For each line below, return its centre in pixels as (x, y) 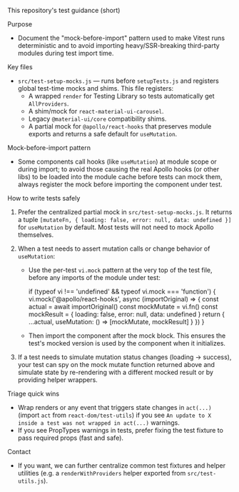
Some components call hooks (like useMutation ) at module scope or (117, 161)
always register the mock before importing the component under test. (120, 184)
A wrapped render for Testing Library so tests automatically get (121, 96)
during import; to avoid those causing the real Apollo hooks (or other (118, 169)
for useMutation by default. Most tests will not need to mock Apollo (116, 227)
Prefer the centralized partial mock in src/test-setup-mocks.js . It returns (125, 212)
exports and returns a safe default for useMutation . (103, 134)
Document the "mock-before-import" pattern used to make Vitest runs (121, 38)
